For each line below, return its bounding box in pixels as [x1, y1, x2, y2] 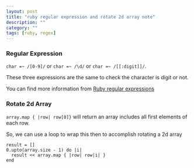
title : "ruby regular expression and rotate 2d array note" [6, 14, 156, 20]
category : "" [6, 24, 38, 31]
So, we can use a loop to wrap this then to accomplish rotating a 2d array [6, 131, 182, 138]
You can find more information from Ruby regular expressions [6, 85, 155, 92]
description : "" [6, 19, 46, 25]
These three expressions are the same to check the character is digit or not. [6, 74, 189, 81]
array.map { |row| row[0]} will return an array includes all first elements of [6, 113, 188, 120]
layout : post [6, 8, 38, 15]
